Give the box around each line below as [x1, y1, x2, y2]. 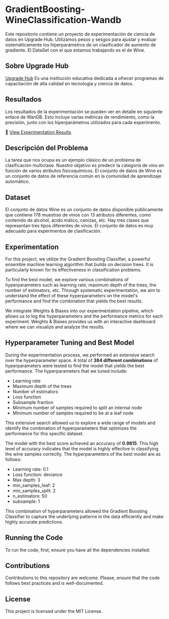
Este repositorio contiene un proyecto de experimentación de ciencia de [5, 31, 155, 37]
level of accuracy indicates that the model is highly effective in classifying [5, 445, 159, 451]
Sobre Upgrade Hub [5, 62, 69, 70]
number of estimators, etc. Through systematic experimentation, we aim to [5, 287, 160, 293]
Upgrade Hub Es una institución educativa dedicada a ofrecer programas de [5, 75, 164, 81]
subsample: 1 [12, 498, 40, 504]
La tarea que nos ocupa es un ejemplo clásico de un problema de [5, 157, 141, 163]
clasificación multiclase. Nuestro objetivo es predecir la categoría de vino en [5, 163, 164, 169]
